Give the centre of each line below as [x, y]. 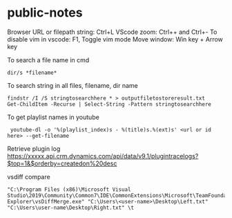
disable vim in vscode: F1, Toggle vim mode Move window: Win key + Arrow [115, 39]
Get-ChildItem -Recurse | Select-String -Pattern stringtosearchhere [109, 104]
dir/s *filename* [32, 73]
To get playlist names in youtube [54, 117]
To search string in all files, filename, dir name [72, 85]
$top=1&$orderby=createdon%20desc [62, 163]
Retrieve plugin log [34, 148]
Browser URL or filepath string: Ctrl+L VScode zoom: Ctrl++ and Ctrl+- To [112, 32]
